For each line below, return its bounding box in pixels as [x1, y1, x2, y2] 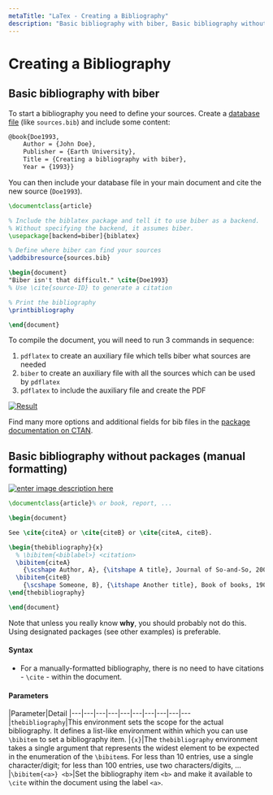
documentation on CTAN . [8, 426, 93, 436]
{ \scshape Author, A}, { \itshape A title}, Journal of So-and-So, [23, 566, 253, 574]
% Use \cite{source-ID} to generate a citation [8, 284, 173, 292]
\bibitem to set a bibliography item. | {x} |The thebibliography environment [8, 735, 258, 745]
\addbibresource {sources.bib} [8, 254, 111, 263]
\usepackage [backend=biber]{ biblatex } [8, 232, 140, 240]
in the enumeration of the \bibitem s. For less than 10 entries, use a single [8, 752, 253, 762]
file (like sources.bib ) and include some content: [8, 117, 171, 127]
